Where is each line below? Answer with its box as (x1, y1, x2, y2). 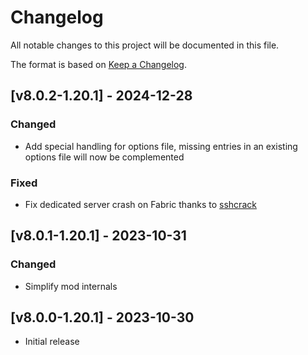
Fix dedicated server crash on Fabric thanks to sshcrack (24, 198, 257, 210)
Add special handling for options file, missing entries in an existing (24, 140, 298, 152)
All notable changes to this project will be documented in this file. (10, 39, 280, 51)
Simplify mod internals (24, 280, 118, 292)
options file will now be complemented (24, 151, 185, 163)
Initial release (24, 336, 80, 348)
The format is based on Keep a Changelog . (10, 58, 187, 70)
